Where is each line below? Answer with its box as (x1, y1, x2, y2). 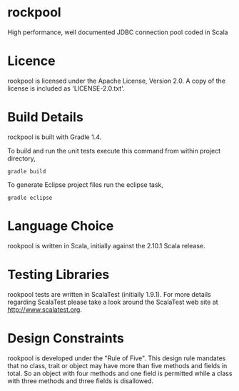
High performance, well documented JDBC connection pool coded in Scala (7, 28, 228, 36)
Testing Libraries (7, 266, 110, 283)
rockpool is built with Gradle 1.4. (7, 133, 102, 141)
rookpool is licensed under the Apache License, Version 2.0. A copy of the (7, 76, 226, 85)
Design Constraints (7, 330, 125, 346)
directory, (7, 154, 36, 163)
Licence (7, 53, 56, 69)
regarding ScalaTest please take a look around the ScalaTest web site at (7, 298, 219, 306)
